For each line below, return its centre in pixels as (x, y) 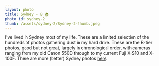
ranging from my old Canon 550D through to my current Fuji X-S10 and (77, 53)
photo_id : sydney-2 (25, 19)
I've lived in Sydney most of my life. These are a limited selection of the (77, 37)
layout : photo (20, 10)
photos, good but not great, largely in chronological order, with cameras (78, 48)
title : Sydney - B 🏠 (27, 14)
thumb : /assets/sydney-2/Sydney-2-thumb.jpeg (52, 23)
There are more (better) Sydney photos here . (62, 58)
